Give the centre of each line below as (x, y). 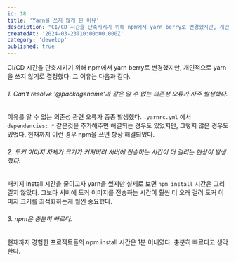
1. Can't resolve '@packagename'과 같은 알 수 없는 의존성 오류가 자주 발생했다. (118, 94)
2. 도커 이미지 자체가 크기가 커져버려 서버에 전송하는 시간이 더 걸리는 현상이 (110, 151)
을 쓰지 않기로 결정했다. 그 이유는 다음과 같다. (69, 76)
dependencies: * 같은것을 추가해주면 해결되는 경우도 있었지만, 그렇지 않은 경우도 (118, 126)
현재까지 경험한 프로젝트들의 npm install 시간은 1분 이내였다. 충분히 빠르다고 (111, 242)
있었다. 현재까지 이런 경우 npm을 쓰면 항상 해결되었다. (81, 135)
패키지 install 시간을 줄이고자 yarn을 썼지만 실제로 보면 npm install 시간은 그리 (116, 184)
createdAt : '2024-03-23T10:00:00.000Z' (66, 33)
